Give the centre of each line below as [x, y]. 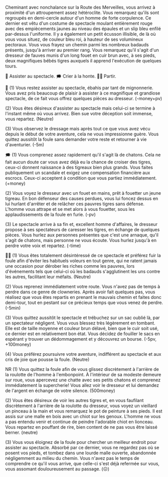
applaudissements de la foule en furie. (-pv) [51, 214]
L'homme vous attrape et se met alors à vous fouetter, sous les [70, 209]
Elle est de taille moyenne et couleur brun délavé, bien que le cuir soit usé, [82, 328]
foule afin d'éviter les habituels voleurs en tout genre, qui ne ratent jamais [81, 261]
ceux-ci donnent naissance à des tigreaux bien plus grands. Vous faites [79, 167]
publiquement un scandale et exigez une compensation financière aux [78, 173]
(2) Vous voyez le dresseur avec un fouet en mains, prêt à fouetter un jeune [83, 193]
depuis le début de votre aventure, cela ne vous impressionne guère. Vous [82, 134]
